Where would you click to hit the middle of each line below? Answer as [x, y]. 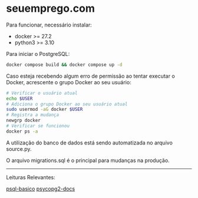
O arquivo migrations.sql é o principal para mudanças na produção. [88, 160]
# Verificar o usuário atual [42, 93]
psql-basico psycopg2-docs [41, 189]
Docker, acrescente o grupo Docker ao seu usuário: [69, 82]
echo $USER [19, 98]
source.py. [19, 148]
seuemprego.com [51, 9]
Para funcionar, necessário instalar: [49, 25]
